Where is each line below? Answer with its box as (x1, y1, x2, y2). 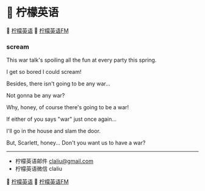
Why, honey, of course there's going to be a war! (6, 104, 129, 111)
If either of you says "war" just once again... (6, 115, 117, 123)
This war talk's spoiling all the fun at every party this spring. (6, 56, 157, 64)
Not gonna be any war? (6, 92, 65, 99)
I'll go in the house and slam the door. (6, 128, 101, 135)
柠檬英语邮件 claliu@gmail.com (15, 157, 93, 165)
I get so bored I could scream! (6, 68, 82, 76)
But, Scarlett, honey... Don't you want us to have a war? (6, 139, 146, 146)
